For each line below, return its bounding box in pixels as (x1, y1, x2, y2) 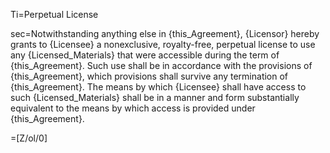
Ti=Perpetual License (10, 9, 99, 20)
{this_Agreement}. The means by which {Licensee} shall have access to (10, 81, 307, 93)
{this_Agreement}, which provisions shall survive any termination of (10, 70, 289, 82)
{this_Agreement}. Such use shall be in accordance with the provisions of (10, 60, 313, 71)
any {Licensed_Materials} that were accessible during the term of (10, 49, 280, 61)
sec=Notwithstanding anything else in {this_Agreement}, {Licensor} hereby (10, 28, 320, 39)
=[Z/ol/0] (10, 132, 48, 144)
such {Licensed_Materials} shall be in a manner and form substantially (10, 92, 300, 103)
